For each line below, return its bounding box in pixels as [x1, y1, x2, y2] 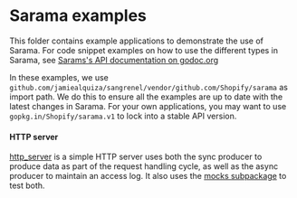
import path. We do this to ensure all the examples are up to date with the [9, 91, 283, 102]
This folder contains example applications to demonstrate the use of [9, 35, 264, 46]
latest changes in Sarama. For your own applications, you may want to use [9, 100, 287, 111]
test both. [9, 180, 45, 191]
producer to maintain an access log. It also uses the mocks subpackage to [9, 171, 287, 182]
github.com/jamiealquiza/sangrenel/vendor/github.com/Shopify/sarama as [9, 81, 288, 92]
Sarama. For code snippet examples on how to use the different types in [9, 44, 279, 55]
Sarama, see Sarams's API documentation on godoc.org [9, 54, 219, 65]
